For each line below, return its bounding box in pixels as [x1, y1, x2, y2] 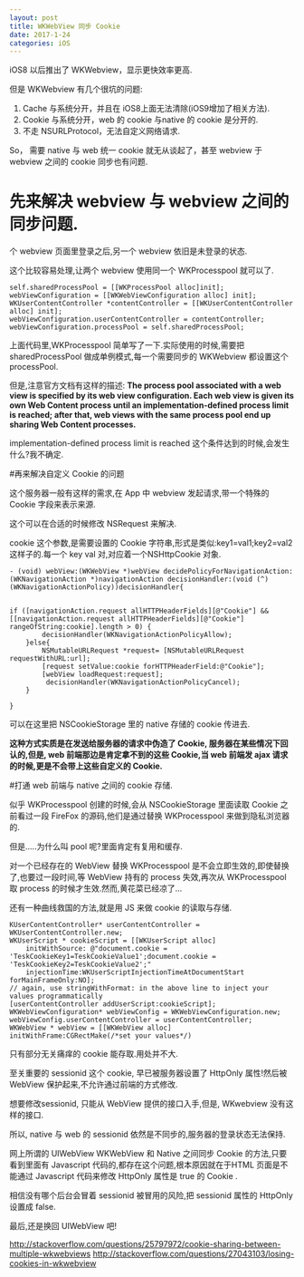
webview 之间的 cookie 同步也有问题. [9, 156, 148, 168]
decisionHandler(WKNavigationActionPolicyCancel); [45, 678, 242, 687]
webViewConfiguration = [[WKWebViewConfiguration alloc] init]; [9, 291, 257, 300]
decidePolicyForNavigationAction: [163, 567, 294, 576]
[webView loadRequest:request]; [42, 670, 165, 680]
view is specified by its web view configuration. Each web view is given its [9, 391, 294, 401]
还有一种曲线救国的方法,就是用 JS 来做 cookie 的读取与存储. [9, 903, 233, 914]
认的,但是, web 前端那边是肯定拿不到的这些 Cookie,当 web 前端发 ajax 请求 [9, 750, 289, 760]
